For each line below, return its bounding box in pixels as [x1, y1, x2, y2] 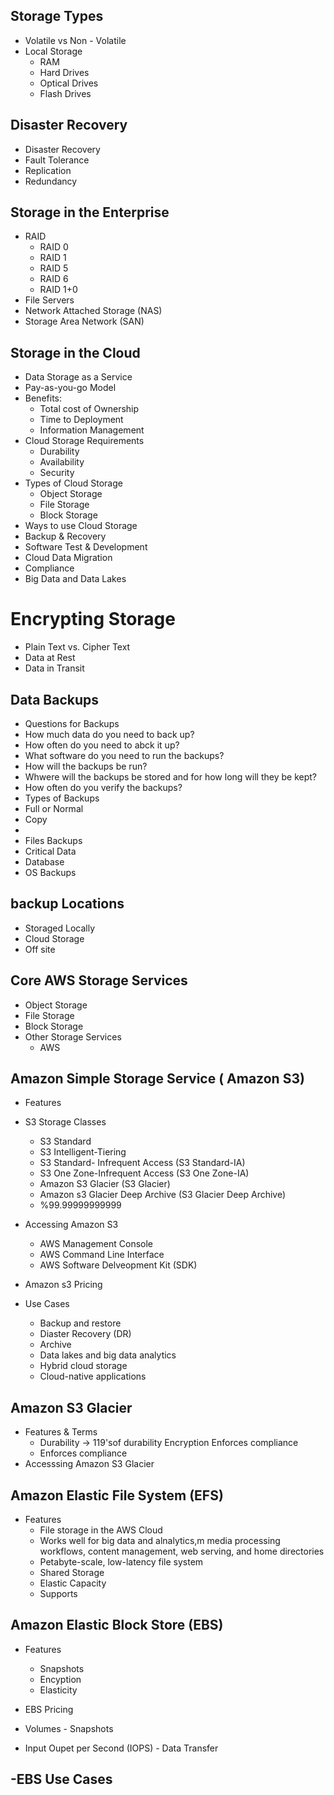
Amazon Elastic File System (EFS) [10, 1487, 224, 1504]
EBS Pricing [24, 1703, 74, 1715]
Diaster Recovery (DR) [39, 1328, 132, 1340]
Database [24, 856, 65, 868]
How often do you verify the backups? [24, 782, 183, 793]
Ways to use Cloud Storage [24, 520, 138, 532]
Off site [24, 943, 56, 955]
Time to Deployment [39, 414, 124, 426]
